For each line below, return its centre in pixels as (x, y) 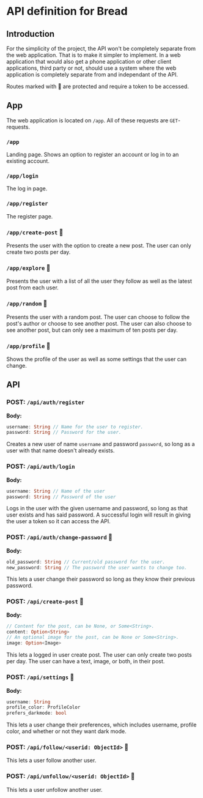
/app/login (22, 176)
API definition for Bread (67, 11)
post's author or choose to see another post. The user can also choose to (99, 323)
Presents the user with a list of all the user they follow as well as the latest (99, 281)
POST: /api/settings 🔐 (40, 677)
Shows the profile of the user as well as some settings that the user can (97, 359)
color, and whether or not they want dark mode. (66, 731)
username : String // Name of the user (56, 491)
